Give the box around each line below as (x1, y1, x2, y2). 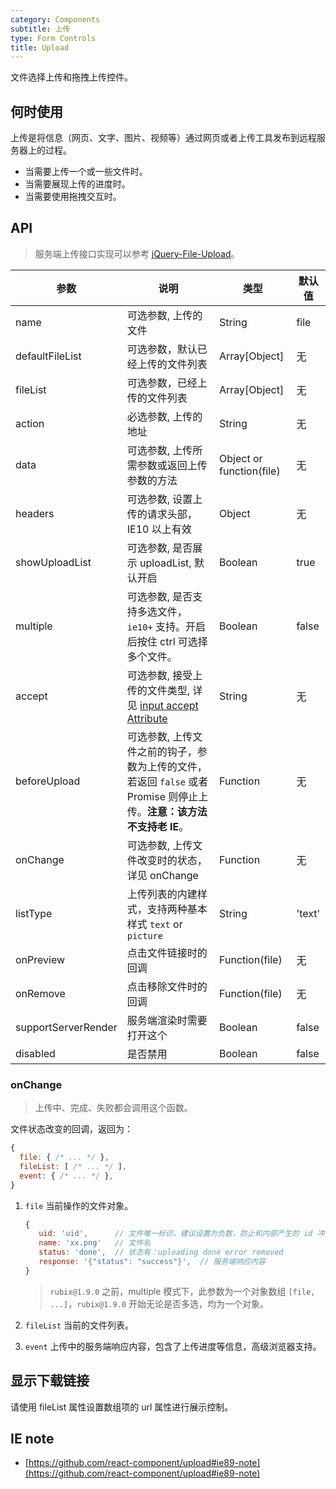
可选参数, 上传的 (126, 308, 203, 322)
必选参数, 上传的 (126, 409, 203, 423)
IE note (10, 1431, 55, 1447)
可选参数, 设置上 (126, 492, 203, 506)
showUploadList (15, 555, 92, 569)
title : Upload (10, 42, 70, 53)
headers (15, 506, 55, 520)
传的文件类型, (126, 683, 191, 697)
